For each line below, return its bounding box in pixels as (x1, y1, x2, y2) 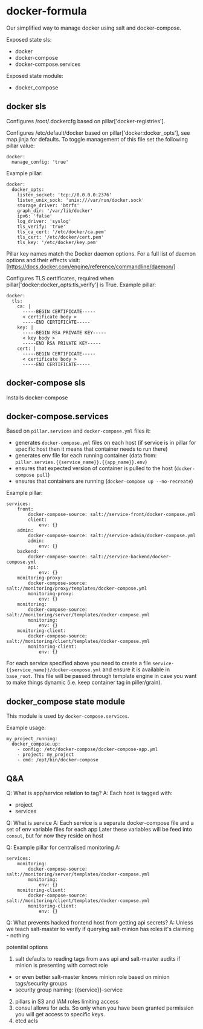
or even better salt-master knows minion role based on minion (14, 973, 170, 980)
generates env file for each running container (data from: (14, 452, 157, 459)
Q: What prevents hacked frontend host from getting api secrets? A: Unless (6, 919, 193, 926)
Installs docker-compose (6, 394, 68, 401)
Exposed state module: (6, 72, 63, 79)
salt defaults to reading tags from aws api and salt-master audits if (14, 955, 181, 962)
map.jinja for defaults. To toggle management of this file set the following (6, 135, 188, 143)
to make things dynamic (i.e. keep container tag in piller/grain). (6, 679, 163, 686)
